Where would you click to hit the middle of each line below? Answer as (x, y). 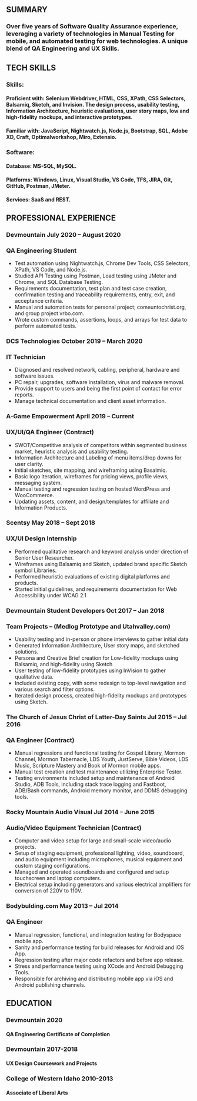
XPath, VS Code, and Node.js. (51, 270)
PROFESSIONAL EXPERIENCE (61, 218)
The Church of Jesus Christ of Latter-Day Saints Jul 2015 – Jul (96, 717)
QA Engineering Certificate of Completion (58, 1034)
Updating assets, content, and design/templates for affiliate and (92, 501)
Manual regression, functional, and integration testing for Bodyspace (98, 935)
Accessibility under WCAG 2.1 (51, 595)
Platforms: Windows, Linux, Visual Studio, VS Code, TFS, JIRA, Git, (89, 180)
